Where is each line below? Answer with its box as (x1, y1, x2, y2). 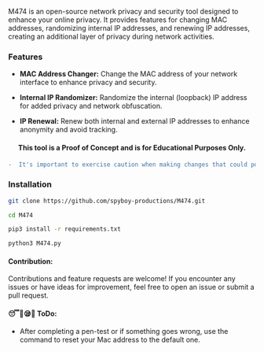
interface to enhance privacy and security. (19, 78, 157, 87)
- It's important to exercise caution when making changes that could (8, 161, 247, 169)
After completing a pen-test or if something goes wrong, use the (19, 326, 229, 335)
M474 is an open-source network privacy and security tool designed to (8, 7, 239, 16)
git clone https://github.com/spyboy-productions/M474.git (8, 197, 206, 205)
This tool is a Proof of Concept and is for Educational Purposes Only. (18, 143, 246, 152)
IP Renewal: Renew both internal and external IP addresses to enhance (19, 117, 250, 126)
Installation (8, 179, 53, 190)
